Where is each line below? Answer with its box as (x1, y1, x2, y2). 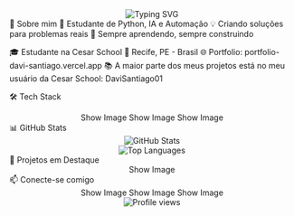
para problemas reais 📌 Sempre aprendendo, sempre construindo (9, 29, 254, 39)
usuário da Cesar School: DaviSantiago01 (9, 73, 164, 84)
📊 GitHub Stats (9, 122, 67, 133)
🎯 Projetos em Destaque (9, 155, 100, 165)
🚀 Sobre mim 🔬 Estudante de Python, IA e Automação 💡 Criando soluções (9, 18, 284, 29)
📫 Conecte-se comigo (9, 174, 95, 184)
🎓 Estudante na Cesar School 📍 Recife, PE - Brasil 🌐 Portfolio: (9, 47, 242, 57)
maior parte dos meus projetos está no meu (121, 61, 285, 70)
